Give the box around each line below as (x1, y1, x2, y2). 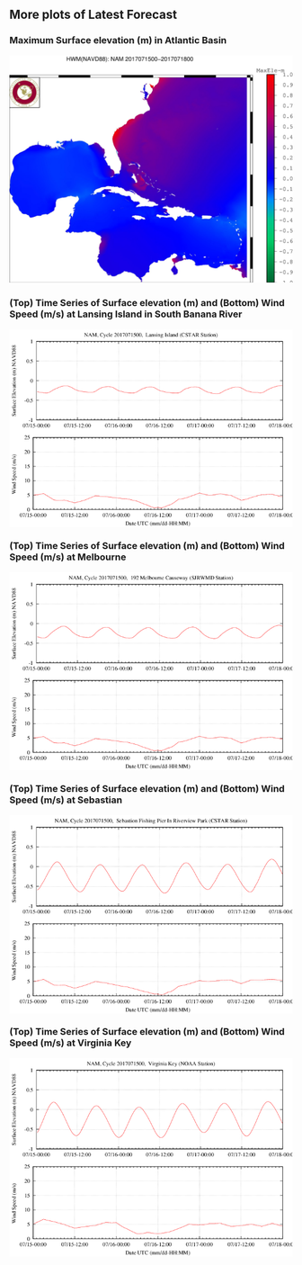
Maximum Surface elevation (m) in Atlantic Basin (9, 34, 227, 47)
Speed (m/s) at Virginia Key (9, 1036, 132, 1049)
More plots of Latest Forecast (9, 7, 178, 22)
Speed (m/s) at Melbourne (9, 551, 127, 563)
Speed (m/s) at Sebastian (9, 794, 123, 806)
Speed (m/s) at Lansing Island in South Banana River (9, 308, 243, 320)
